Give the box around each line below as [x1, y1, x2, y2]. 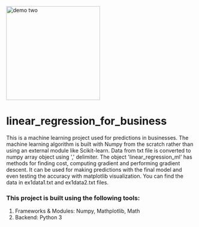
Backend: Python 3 [14, 214, 62, 221]
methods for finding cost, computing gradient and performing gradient [6, 159, 180, 167]
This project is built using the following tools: [6, 193, 140, 202]
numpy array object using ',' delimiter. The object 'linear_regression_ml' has [6, 153, 193, 160]
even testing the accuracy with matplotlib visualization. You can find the [6, 172, 184, 180]
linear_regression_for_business [6, 114, 167, 128]
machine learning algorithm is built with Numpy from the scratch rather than [6, 141, 194, 148]
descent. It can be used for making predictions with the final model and [6, 166, 182, 173]
